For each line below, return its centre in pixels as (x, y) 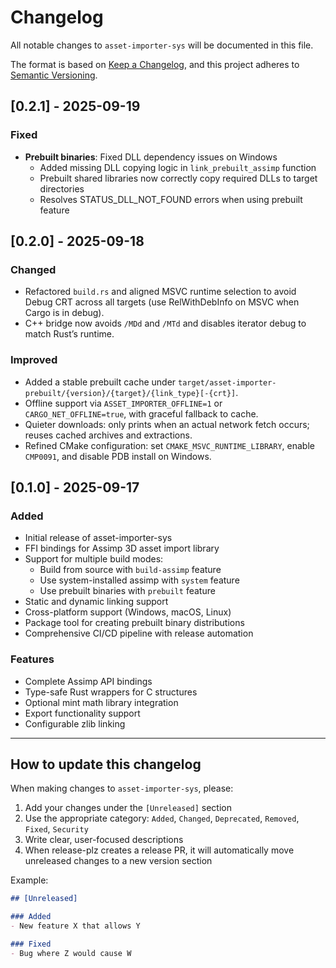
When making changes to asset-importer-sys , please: (122, 788)
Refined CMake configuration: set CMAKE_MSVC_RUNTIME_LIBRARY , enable (169, 445)
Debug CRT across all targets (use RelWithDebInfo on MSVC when (162, 302)
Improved (34, 360)
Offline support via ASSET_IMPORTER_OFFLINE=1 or (123, 403)
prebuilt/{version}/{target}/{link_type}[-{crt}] (130, 393)
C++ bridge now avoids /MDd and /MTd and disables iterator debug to (165, 323)
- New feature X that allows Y (75, 926)
